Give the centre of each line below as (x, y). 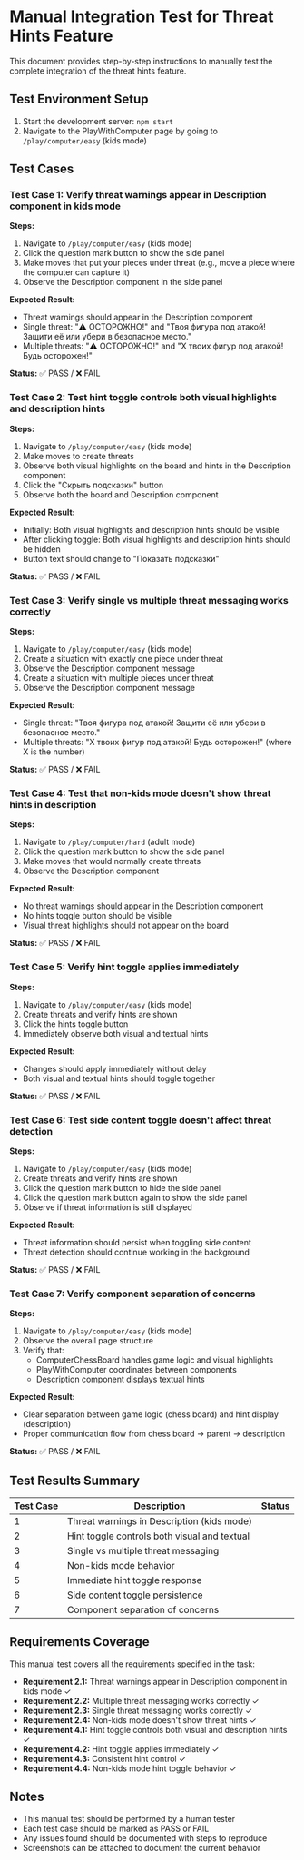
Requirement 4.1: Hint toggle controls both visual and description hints (155, 1729)
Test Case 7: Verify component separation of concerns (132, 1294)
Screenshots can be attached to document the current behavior (142, 1847)
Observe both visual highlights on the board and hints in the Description (157, 466)
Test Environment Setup (79, 99)
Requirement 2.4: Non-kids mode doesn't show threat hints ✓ (139, 1720)
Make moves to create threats (78, 456)
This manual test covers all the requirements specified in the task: (132, 1664)
